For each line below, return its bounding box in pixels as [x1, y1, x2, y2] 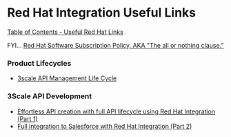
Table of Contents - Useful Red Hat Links [7, 28, 124, 36]
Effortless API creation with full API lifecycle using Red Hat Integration [17, 107, 216, 116]
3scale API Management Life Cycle [17, 74, 117, 82]
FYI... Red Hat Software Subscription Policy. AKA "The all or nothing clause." [7, 41, 224, 49]
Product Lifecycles [7, 58, 72, 68]
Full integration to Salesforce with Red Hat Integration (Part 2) [17, 122, 192, 130]
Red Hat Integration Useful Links [7, 5, 197, 21]
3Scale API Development [7, 91, 92, 101]
